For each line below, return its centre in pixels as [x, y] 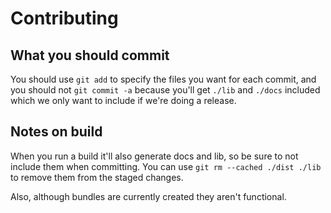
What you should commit [90, 55]
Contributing [64, 18]
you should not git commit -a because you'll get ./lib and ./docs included [165, 90]
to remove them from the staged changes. [97, 177]
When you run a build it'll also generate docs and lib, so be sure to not [154, 156]
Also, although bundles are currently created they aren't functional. [148, 196]
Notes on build [56, 132]
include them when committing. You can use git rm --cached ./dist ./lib [166, 166]
